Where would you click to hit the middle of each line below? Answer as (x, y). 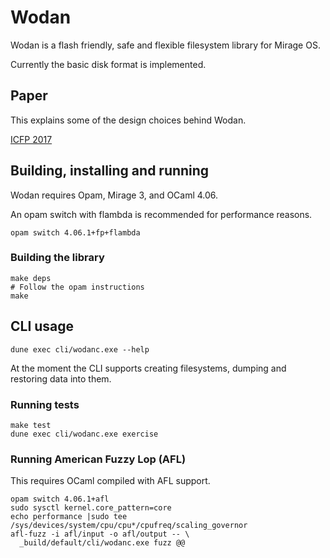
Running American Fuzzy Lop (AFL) (98, 459)
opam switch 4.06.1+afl (60, 499)
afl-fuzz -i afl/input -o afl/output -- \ (100, 534)
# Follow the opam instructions (77, 287)
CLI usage (42, 326)
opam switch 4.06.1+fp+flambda (75, 232)
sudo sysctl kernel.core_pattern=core (91, 508)
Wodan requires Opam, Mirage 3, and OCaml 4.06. (114, 195)
